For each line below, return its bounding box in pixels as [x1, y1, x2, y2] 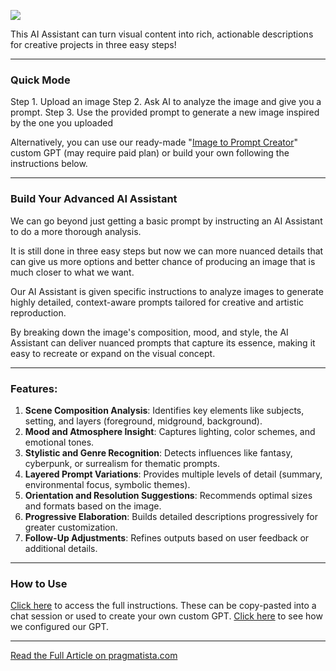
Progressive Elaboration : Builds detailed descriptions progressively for [24, 510, 318, 522]
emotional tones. [24, 436, 95, 448]
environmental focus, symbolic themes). [24, 478, 191, 490]
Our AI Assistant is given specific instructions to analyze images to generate [10, 285, 324, 297]
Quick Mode [10, 73, 71, 87]
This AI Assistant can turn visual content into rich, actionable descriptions [10, 28, 314, 40]
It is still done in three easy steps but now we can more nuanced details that [10, 245, 324, 257]
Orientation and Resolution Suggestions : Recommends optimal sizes [24, 489, 313, 501]
